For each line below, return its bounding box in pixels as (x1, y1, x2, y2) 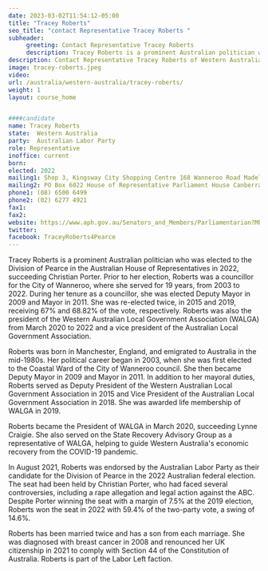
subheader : (8, 33, 45, 42)
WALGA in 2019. (8, 406, 61, 415)
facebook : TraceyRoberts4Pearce (8, 233, 116, 242)
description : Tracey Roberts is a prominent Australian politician (26, 49, 255, 57)
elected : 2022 (8, 167, 56, 175)
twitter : (8, 226, 37, 234)
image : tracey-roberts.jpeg (8, 64, 102, 72)
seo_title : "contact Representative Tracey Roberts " (8, 26, 191, 34)
